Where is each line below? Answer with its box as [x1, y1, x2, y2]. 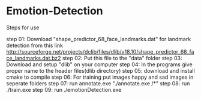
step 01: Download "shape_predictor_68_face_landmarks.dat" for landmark [6, 35, 191, 42]
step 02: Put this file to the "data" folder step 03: [62, 54, 182, 61]
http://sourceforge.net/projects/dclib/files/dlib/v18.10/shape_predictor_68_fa [6, 48, 194, 55]
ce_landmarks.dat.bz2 [6, 54, 61, 61]
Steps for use [6, 24, 40, 31]
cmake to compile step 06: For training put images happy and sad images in [6, 73, 194, 81]
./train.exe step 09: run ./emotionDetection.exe [6, 86, 122, 93]
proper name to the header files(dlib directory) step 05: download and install [6, 67, 195, 74]
